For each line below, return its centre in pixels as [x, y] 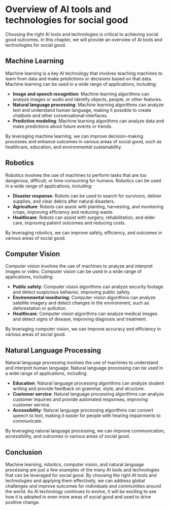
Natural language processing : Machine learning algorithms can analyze [88, 105]
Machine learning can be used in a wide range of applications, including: [81, 84]
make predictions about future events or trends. [62, 126]
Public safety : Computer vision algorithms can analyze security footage [88, 287]
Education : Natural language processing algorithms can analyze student [88, 383]
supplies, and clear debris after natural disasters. [64, 201]
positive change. [23, 502]
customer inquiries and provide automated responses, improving [80, 399]
